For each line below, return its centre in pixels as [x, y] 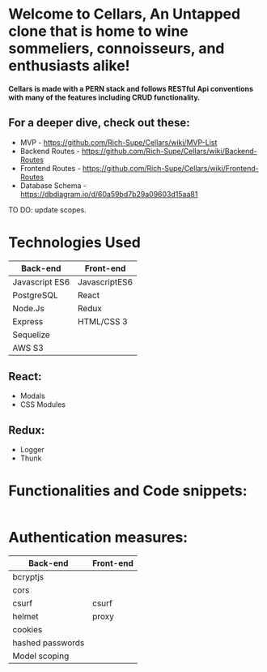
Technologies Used [75, 242]
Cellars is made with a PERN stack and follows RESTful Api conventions [131, 88]
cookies [28, 630]
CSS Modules [43, 404]
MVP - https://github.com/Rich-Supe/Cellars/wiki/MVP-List [119, 142]
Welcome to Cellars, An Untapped [125, 14]
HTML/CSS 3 [103, 321]
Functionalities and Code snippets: [128, 491]
